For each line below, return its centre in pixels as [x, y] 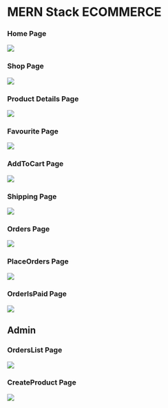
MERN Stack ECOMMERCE [84, 12]
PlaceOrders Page [38, 261]
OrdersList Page [35, 350]
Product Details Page [43, 99]
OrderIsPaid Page [37, 294]
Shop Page [26, 66]
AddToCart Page [35, 164]
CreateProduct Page [42, 382]
